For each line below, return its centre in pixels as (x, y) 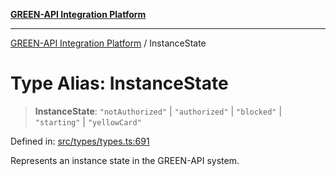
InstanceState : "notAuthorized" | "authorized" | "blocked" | (158, 111)
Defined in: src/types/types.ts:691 (80, 141)
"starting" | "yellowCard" (88, 121)
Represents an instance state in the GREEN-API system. (125, 160)
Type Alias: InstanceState (119, 83)
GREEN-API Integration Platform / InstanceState (108, 43)
